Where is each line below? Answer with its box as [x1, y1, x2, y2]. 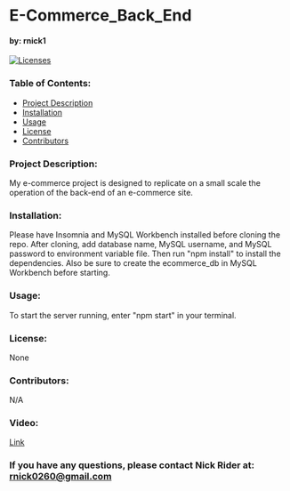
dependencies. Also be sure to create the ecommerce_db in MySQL [9, 258, 258, 269]
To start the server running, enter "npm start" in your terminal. [9, 310, 238, 320]
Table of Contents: [9, 77, 92, 90]
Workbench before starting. [9, 268, 111, 278]
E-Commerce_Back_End [9, 5, 192, 26]
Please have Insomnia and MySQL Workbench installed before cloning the [9, 229, 281, 240]
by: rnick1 [9, 35, 46, 45]
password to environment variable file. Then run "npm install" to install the [9, 248, 282, 259]
